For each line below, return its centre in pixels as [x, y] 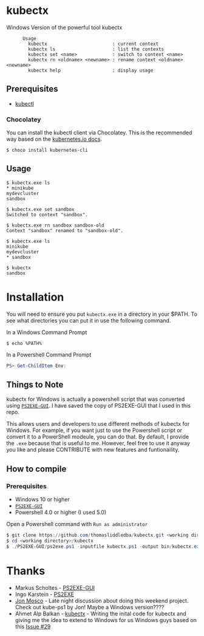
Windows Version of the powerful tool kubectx [64, 27]
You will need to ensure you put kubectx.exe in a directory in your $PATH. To [102, 314]
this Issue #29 [33, 626]
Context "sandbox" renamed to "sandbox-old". [65, 231]
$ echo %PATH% [24, 343]
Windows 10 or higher [42, 499]
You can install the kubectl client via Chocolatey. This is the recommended [99, 133]
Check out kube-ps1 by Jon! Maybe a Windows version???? [90, 607]
